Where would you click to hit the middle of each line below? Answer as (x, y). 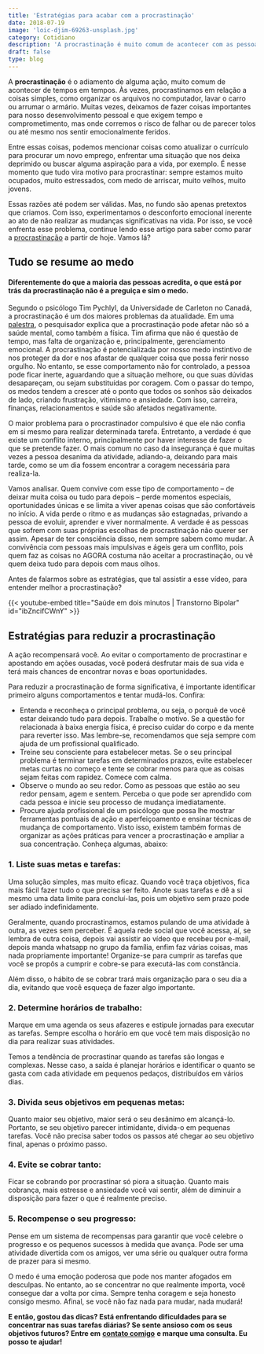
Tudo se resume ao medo (71, 262)
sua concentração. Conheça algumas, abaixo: (93, 844)
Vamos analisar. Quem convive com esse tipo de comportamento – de (121, 489)
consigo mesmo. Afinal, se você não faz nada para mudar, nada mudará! (126, 1301)
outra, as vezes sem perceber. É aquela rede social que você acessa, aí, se (130, 930)
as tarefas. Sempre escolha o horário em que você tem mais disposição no (129, 1033)
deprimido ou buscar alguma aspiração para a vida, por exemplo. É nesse (127, 164)
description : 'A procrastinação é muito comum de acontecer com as (121, 45)
